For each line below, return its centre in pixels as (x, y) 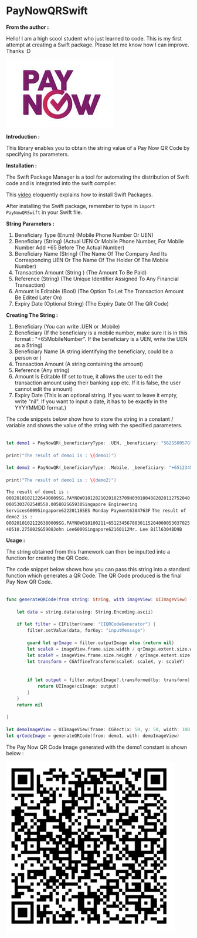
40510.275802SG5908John (35, 529)
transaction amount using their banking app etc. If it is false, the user (98, 383)
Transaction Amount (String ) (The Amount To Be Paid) (81, 272)
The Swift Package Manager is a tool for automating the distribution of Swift (98, 177)
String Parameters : (30, 223)
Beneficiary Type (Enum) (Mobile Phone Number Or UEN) (84, 235)
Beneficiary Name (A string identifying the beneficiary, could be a (94, 351)
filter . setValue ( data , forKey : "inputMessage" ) (86, 631)
